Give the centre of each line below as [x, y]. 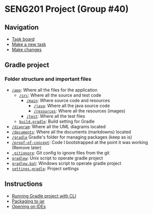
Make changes [27, 50]
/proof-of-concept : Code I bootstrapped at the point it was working [80, 142]
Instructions [24, 184]
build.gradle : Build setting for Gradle [57, 121]
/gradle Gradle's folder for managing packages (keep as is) [72, 137]
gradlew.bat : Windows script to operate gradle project [66, 163]
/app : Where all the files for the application [54, 90]
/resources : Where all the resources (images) [79, 111]
